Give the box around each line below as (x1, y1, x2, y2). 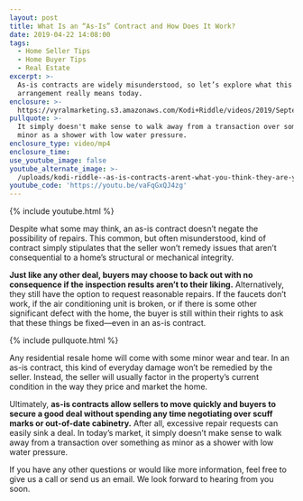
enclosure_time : (9, 147, 70, 156)
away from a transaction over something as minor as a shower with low (9, 437, 274, 448)
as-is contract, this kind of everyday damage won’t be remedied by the (9, 362, 273, 373)
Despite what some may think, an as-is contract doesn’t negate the (9, 223, 259, 235)
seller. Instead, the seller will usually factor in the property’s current (9, 372, 260, 383)
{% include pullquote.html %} (9, 335, 119, 346)
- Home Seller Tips (17, 47, 91, 56)
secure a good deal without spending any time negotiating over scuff (9, 408, 273, 420)
